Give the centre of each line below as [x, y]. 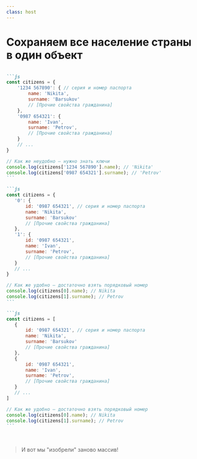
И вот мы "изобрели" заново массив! [70, 450]
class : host [21, 12]
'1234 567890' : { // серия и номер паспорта [74, 88]
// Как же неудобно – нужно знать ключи [58, 161]
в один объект [45, 55]
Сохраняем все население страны [99, 42]
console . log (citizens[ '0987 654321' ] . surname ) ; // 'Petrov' [84, 173]
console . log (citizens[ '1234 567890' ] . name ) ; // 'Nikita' [80, 167]
